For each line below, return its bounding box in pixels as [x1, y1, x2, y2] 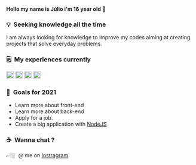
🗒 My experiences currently [6, 55, 91, 63]
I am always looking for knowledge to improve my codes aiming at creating [6, 33, 191, 41]
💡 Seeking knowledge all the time [6, 20, 106, 29]
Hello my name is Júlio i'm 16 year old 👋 [6, 5, 106, 13]
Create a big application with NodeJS [14, 120, 107, 128]
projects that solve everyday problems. [6, 40, 103, 47]
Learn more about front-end [14, 102, 84, 109]
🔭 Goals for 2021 [6, 88, 57, 96]
